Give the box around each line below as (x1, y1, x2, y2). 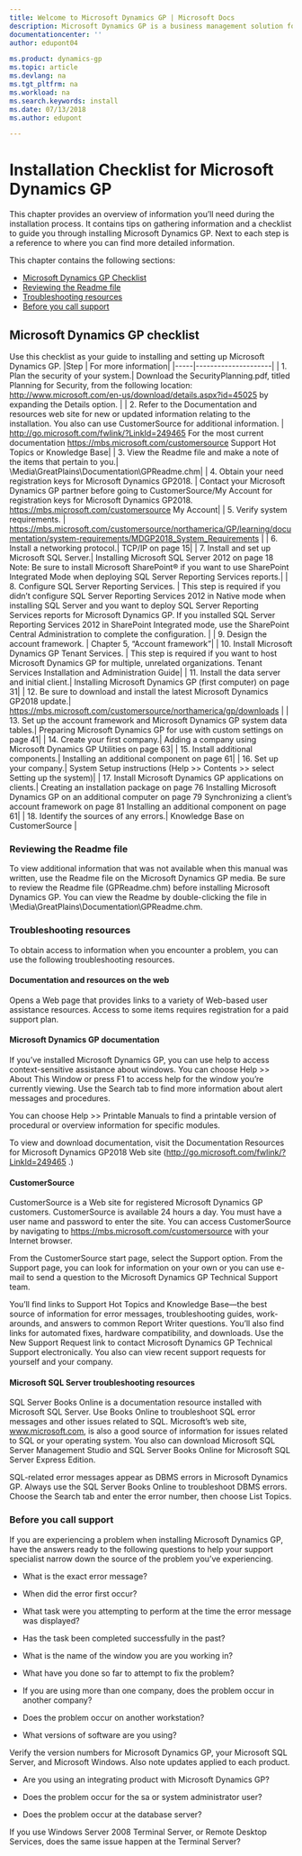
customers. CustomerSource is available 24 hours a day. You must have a (9, 1206, 282, 1217)
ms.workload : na (9, 87, 70, 97)
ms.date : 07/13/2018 (9, 105, 87, 114)
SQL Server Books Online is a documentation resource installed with (9, 1397, 262, 1408)
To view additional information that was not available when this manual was (9, 863, 289, 874)
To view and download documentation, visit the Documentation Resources (9, 1137, 285, 1148)
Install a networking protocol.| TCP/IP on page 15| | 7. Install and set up (9, 542, 271, 553)
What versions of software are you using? (22, 1729, 177, 1740)
